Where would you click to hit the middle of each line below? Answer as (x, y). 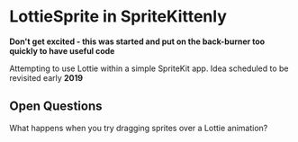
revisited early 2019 (46, 77)
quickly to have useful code (62, 50)
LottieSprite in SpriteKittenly (118, 17)
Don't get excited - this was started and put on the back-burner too (137, 41)
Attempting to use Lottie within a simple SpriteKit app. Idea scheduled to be (149, 68)
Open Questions (56, 106)
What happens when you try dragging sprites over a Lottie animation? (139, 128)
